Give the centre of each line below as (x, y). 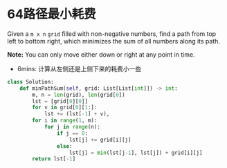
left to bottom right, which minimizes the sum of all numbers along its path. (113, 41)
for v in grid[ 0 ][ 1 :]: (65, 108)
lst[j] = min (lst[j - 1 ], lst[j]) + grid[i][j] (136, 153)
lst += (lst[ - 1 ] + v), (77, 114)
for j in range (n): (72, 127)
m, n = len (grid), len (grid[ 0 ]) (79, 95)
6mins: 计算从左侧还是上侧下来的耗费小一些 (79, 68)
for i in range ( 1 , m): (65, 121)
